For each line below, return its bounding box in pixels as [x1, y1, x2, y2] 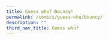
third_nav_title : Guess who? [6, 25, 79, 31]
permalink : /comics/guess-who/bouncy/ [6, 14, 103, 20]
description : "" [6, 19, 47, 25]
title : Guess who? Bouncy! [6, 8, 74, 15]
